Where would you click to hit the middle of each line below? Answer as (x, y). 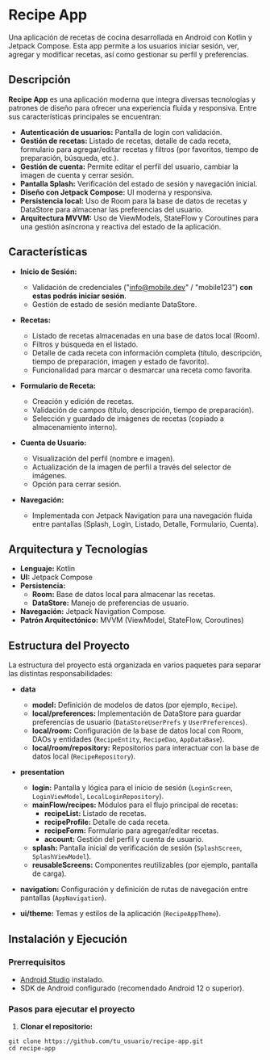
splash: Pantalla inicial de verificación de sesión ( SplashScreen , (137, 848)
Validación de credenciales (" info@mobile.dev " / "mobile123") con (142, 287)
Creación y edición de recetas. (83, 401)
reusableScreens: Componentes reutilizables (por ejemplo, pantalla (145, 865)
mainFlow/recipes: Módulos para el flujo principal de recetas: (135, 805)
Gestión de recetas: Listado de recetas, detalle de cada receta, (125, 141)
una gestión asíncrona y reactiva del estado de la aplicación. (120, 226)
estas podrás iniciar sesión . (79, 296)
